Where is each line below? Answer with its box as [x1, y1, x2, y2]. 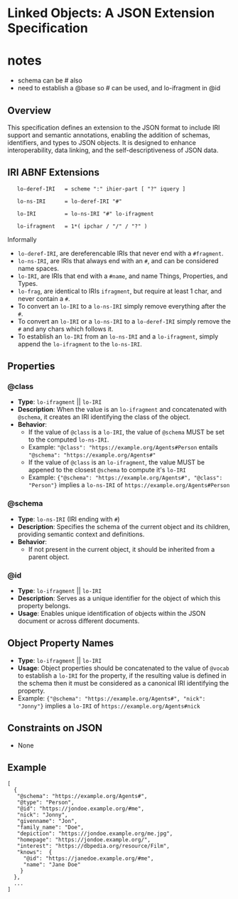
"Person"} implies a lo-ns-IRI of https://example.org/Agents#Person [28, 481, 230, 489]
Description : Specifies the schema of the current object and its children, [17, 522, 231, 531]
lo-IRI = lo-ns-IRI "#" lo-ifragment [16, 210, 154, 218]
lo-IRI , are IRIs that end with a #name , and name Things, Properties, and [17, 272, 228, 280]
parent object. [28, 553, 70, 561]
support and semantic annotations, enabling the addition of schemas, [7, 130, 211, 139]
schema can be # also [17, 76, 83, 85]
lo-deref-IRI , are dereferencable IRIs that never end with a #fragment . [17, 249, 224, 257]
